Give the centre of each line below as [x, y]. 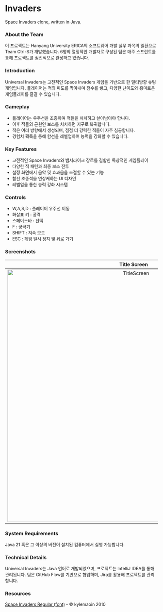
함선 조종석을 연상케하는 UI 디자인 [44, 179]
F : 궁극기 [21, 227]
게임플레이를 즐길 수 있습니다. [33, 94]
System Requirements [32, 533]
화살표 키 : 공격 [26, 215]
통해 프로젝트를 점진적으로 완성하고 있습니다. [47, 58]
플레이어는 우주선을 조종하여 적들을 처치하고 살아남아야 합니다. [71, 118]
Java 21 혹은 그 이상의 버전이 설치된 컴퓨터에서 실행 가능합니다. [65, 545]
